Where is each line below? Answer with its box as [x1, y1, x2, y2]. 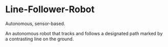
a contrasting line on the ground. [5, 36, 74, 42]
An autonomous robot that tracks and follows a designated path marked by [5, 30, 163, 36]
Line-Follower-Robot [5, 4, 95, 15]
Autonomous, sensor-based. [5, 20, 65, 27]
